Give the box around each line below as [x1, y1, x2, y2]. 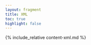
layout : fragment [5, 7, 41, 12]
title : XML [5, 12, 28, 17]
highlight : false [5, 21, 41, 26]
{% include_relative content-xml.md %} [5, 35, 86, 41]
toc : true [5, 16, 26, 21]
